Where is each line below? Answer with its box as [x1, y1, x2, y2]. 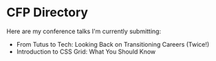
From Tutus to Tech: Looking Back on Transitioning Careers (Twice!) [16, 40, 210, 48]
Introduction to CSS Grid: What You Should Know [16, 47, 156, 56]
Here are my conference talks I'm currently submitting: [6, 27, 162, 35]
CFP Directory [6, 5, 89, 20]
